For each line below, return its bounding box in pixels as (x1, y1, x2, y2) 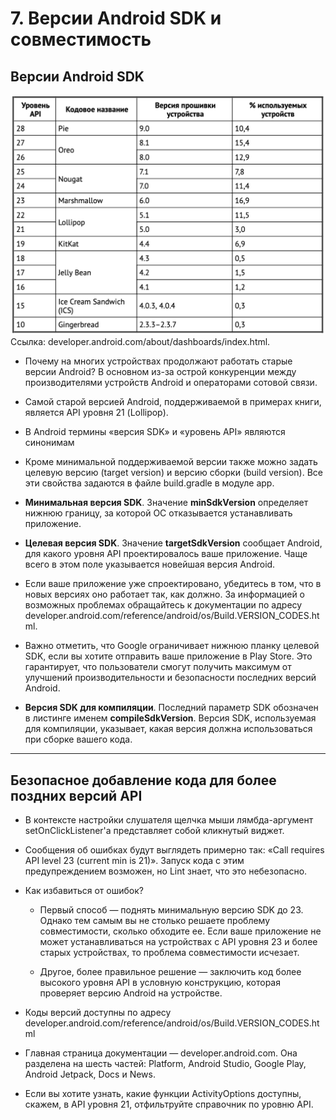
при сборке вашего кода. (24, 733, 133, 746)
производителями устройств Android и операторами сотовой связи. (24, 377, 318, 389)
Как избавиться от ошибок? (24, 885, 144, 897)
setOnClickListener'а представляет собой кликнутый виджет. (24, 825, 285, 837)
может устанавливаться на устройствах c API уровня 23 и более (39, 936, 318, 948)
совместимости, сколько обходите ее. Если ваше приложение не (39, 925, 322, 937)
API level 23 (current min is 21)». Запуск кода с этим (24, 855, 245, 867)
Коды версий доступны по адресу (24, 1007, 172, 1019)
